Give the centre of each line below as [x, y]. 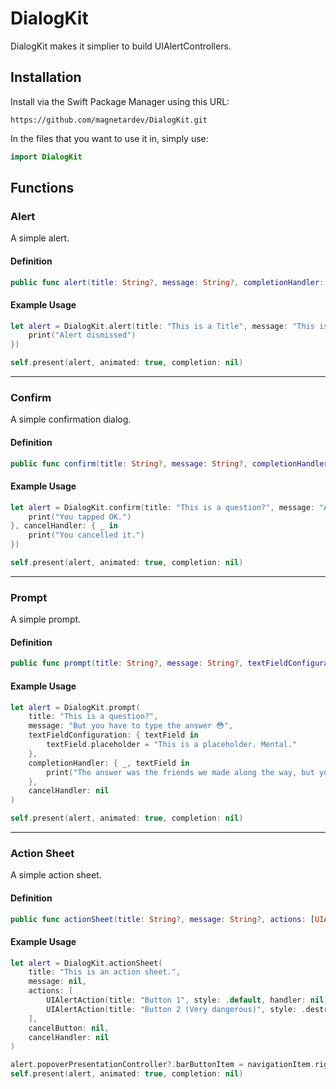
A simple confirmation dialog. [71, 419]
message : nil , [57, 982]
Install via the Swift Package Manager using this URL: [120, 101]
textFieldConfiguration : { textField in [113, 735]
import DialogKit [46, 157]
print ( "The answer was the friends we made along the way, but [180, 772]
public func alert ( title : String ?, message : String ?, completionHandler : [167, 282]
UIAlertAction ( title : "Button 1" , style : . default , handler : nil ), [189, 1000]
